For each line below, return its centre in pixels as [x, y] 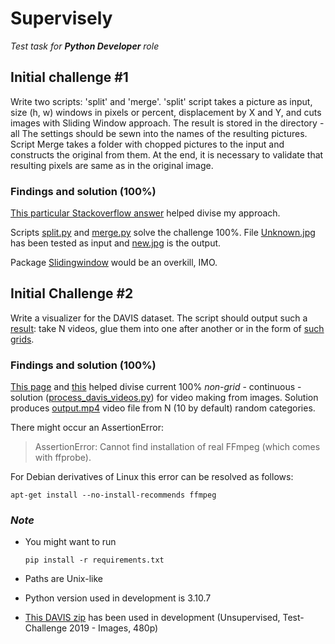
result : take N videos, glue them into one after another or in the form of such [167, 328]
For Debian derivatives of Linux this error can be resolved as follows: [152, 477]
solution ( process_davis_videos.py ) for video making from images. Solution [164, 398]
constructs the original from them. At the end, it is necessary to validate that [167, 154]
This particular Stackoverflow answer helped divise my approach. [145, 213]
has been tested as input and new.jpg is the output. [116, 243]
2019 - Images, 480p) [114, 628]
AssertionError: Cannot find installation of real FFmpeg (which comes [177, 447]
